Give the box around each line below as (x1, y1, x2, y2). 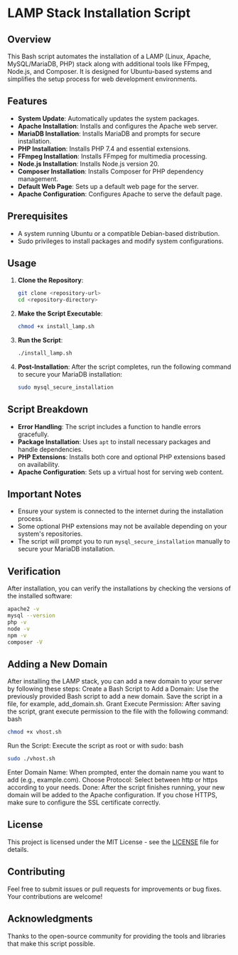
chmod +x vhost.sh (7, 728, 62, 736)
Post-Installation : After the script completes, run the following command (17, 362, 232, 371)
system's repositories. (17, 529, 83, 538)
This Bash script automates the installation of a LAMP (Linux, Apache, (7, 52, 212, 60)
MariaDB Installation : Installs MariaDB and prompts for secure (17, 129, 201, 138)
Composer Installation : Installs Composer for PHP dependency (17, 167, 204, 176)
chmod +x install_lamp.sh (17, 323, 94, 330)
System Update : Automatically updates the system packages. (17, 114, 200, 122)
